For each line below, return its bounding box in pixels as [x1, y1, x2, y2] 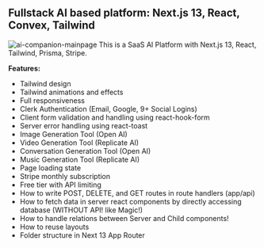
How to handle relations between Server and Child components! [19, 213, 229, 223]
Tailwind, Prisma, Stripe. [8, 48, 87, 58]
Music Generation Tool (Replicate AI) [19, 155, 140, 164]
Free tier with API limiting [19, 180, 101, 189]
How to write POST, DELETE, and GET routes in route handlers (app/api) [19, 188, 255, 197]
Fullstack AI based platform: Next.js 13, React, [8, 6, 240, 20]
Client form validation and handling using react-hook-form [19, 113, 210, 122]
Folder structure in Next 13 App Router [19, 230, 145, 240]
